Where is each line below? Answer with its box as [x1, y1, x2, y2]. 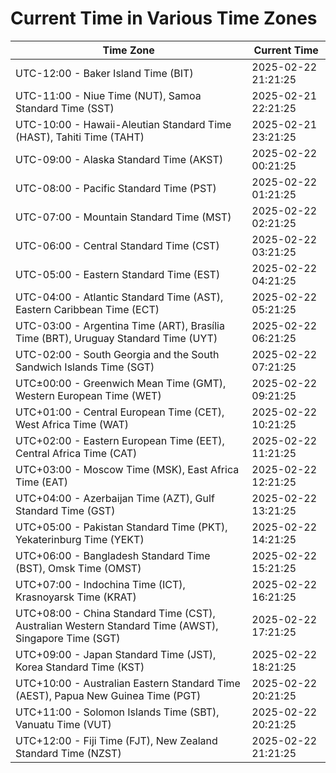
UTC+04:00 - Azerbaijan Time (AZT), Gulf [15, 491, 215, 505]
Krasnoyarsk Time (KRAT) [15, 590, 137, 604]
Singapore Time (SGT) [15, 631, 121, 645]
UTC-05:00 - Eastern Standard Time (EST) [15, 267, 221, 281]
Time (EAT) [15, 475, 68, 489]
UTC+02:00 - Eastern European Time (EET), [15, 433, 225, 447]
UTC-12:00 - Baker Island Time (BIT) [15, 66, 194, 80]
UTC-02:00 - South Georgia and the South [15, 347, 220, 361]
